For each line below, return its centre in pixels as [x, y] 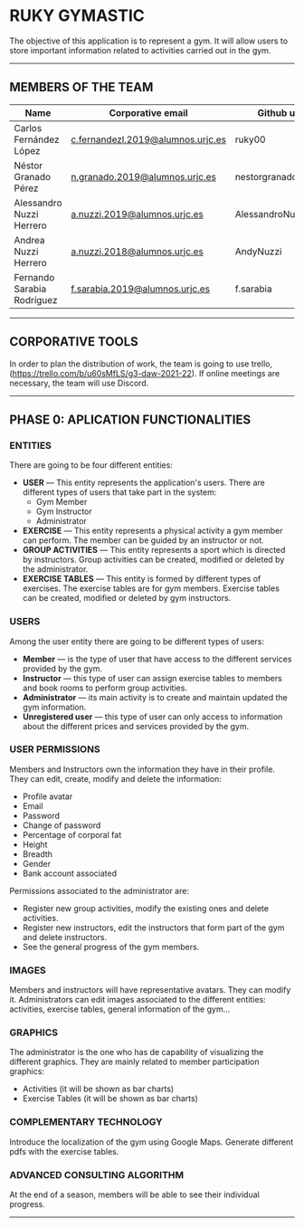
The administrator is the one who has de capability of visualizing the [137, 1052]
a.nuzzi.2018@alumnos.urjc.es [137, 252]
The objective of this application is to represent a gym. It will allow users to [148, 41]
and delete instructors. [64, 937]
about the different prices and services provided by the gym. [136, 726]
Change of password [62, 825]
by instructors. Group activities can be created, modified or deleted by [153, 560]
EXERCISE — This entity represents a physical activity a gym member [152, 531]
